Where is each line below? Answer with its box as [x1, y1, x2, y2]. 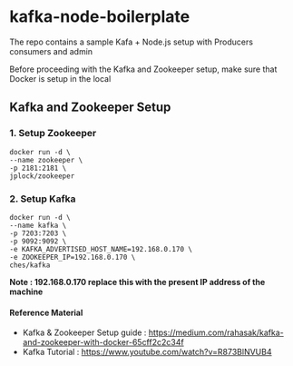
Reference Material [9, 307, 83, 318]
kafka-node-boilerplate [9, 6, 190, 27]
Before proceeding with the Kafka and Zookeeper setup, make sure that [9, 64, 278, 74]
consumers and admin [9, 45, 93, 56]
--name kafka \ [9, 221, 67, 230]
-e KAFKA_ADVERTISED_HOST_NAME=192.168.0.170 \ [9, 244, 193, 253]
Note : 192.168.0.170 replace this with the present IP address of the [9, 276, 266, 287]
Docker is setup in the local [9, 73, 112, 84]
